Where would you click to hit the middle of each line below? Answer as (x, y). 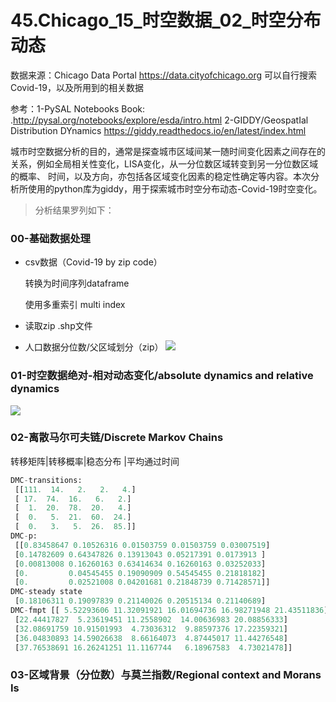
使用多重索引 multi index (75, 305)
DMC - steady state (46, 592)
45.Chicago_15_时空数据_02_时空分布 (166, 20)
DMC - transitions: (46, 480)
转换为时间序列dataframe (77, 283)
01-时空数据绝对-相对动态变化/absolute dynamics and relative (162, 376)
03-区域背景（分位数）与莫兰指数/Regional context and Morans (166, 675)
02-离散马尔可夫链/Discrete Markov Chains (117, 438)
